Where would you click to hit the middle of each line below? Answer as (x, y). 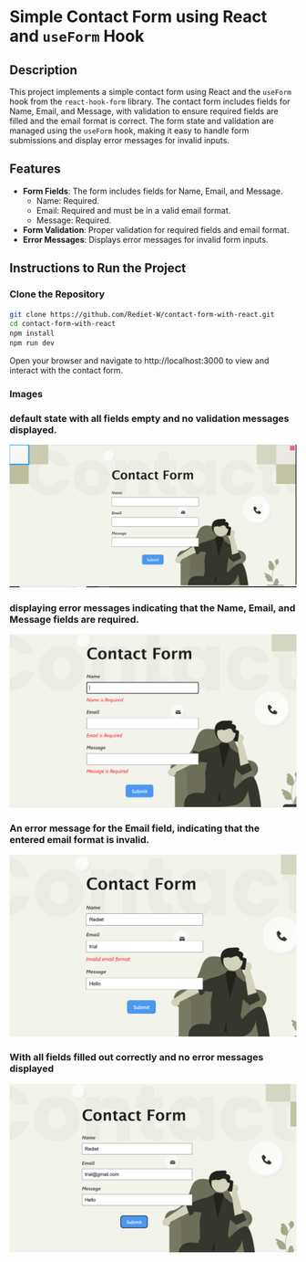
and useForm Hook (77, 36)
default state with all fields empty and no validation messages (149, 418)
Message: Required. (74, 220)
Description (43, 70)
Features (35, 169)
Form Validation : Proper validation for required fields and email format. (156, 229)
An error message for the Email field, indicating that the (135, 828)
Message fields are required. (74, 619)
